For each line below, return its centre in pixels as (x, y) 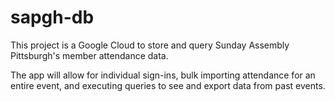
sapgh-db (52, 17)
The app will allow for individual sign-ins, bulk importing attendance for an (163, 75)
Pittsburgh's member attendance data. (89, 55)
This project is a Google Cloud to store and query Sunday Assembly (150, 45)
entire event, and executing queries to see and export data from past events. (168, 85)
